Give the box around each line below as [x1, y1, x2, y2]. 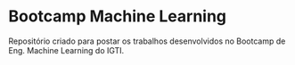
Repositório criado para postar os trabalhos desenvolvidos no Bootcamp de [8, 36, 286, 46]
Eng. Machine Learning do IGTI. [8, 45, 125, 55]
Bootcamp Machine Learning [8, 6, 227, 27]
